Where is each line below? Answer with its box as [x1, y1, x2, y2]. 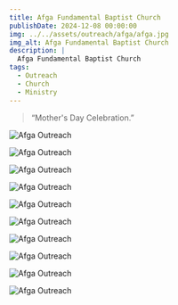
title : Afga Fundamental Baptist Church [9, 12, 162, 22]
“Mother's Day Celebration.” [30, 112, 135, 123]
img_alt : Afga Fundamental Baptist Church [9, 37, 169, 47]
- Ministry [17, 87, 58, 96]
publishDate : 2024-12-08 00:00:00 [9, 21, 138, 30]
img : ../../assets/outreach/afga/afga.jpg [9, 29, 169, 38]
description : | [9, 46, 66, 55]
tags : [9, 63, 29, 72]
